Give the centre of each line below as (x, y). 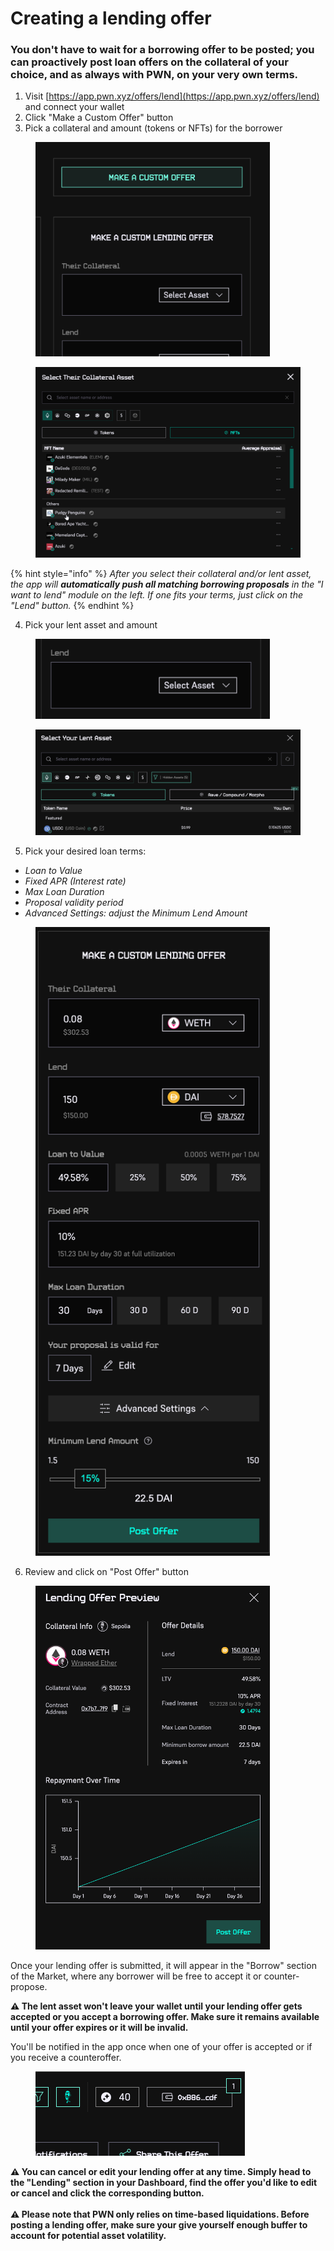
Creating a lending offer (111, 18)
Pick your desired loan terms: (85, 851)
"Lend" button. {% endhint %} (72, 606)
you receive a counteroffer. (66, 2058)
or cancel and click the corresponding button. (107, 2193)
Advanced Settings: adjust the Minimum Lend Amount (136, 913)
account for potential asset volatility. (88, 2236)
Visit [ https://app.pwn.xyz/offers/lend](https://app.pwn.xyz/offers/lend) (172, 96)
